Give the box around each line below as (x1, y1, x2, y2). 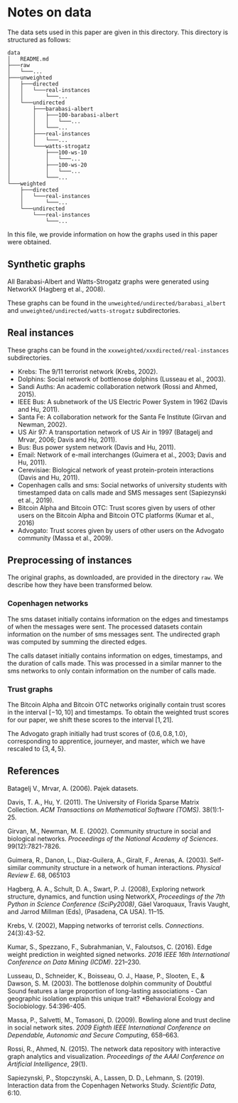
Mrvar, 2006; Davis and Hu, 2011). (17, 435, 117, 444)
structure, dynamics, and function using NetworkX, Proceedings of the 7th (7, 892, 225, 901)
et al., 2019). (17, 496, 55, 504)
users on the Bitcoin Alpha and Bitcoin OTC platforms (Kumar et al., (17, 511, 215, 519)
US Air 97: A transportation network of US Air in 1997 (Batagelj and (17, 428, 213, 436)
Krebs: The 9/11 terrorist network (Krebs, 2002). (17, 367, 158, 376)
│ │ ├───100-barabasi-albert (7, 111, 119, 118)
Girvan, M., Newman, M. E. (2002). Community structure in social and (7, 827, 212, 835)
